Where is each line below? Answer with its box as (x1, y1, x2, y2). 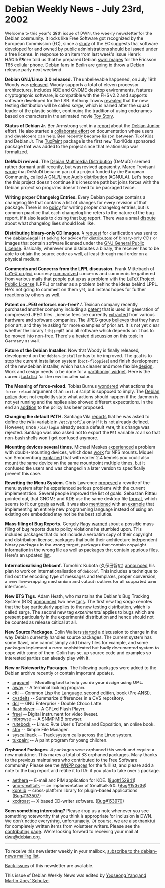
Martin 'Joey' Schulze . (5, 877, 50, 883)
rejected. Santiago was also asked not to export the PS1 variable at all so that (5, 429, 160, 435)
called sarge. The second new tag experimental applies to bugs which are (5, 609, 155, 615)
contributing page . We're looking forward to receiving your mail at (5, 828, 138, 834)
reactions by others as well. (5, 292, 61, 298)
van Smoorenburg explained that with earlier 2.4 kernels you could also (5, 454, 150, 460)
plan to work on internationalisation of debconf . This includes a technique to (5, 568, 158, 574)
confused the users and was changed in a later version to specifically (5, 465, 146, 471)
